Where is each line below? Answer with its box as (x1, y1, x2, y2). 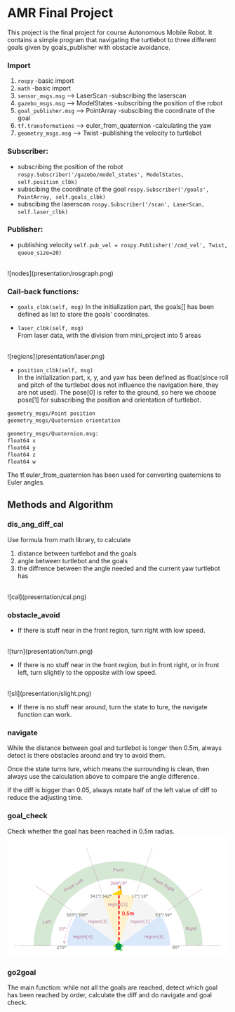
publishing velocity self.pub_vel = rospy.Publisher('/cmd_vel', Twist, (17, 240, 228, 249)
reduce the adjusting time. (7, 794, 83, 802)
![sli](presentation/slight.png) (7, 690, 92, 698)
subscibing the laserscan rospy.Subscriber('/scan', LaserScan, (17, 199, 205, 208)
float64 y (7, 445, 36, 452)
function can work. (17, 711, 72, 719)
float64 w (7, 459, 36, 466)
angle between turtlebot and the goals (17, 556, 128, 565)
